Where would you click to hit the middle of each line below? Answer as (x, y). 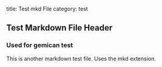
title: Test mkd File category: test (47, 9)
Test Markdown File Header (59, 28)
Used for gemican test (40, 45)
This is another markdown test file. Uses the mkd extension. (81, 58)
